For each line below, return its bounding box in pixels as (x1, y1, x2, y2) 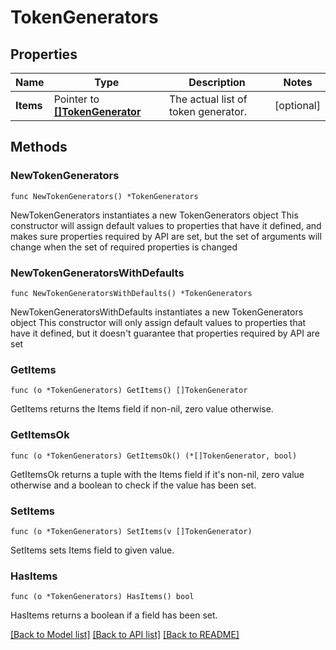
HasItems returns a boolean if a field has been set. (10, 609, 218, 621)
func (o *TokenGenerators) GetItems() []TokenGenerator (10, 386, 248, 396)
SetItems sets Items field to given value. (10, 544, 175, 556)
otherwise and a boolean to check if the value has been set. (10, 479, 257, 491)
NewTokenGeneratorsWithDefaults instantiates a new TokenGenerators (10, 306, 304, 318)
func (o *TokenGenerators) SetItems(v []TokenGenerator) (10, 526, 253, 536)
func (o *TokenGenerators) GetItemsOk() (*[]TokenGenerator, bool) (10, 451, 298, 461)
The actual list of (169, 92, 248, 106)
